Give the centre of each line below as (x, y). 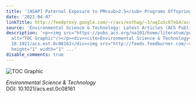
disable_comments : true (35, 55)
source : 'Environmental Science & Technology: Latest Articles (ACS (91, 28)
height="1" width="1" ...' (44, 49)
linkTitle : (19, 22)
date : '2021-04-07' (30, 17)
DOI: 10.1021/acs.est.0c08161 (41, 88)
